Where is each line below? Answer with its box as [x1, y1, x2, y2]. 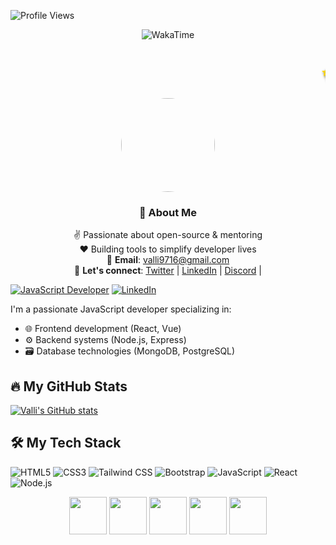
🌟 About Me [138, 205, 198, 219]
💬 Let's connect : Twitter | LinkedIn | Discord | [74, 265, 262, 277]
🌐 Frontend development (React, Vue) [24, 323, 182, 335]
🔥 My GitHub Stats [10, 378, 128, 395]
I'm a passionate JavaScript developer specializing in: [10, 303, 232, 315]
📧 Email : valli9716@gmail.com [106, 254, 230, 266]
